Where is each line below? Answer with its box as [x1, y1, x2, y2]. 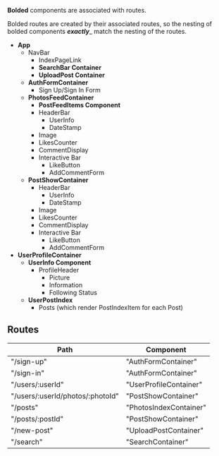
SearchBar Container [38, 64, 102, 71]
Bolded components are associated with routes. [7, 6, 146, 14]
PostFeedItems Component [38, 101, 121, 109]
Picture [49, 273, 70, 282]
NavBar [27, 49, 51, 56]
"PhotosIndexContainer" [125, 402, 206, 412]
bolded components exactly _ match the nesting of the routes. [7, 28, 187, 35]
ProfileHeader [38, 266, 80, 274]
